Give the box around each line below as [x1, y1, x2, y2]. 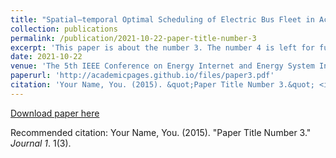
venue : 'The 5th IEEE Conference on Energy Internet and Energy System [10, 61, 315, 71]
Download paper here [10, 107, 100, 119]
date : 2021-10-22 [10, 52, 83, 62]
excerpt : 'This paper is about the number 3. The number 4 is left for [10, 42, 315, 53]
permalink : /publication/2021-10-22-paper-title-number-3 [10, 33, 257, 43]
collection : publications [10, 24, 118, 34]
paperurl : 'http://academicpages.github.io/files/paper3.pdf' [10, 71, 275, 81]
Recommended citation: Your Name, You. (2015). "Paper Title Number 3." [10, 126, 312, 138]
